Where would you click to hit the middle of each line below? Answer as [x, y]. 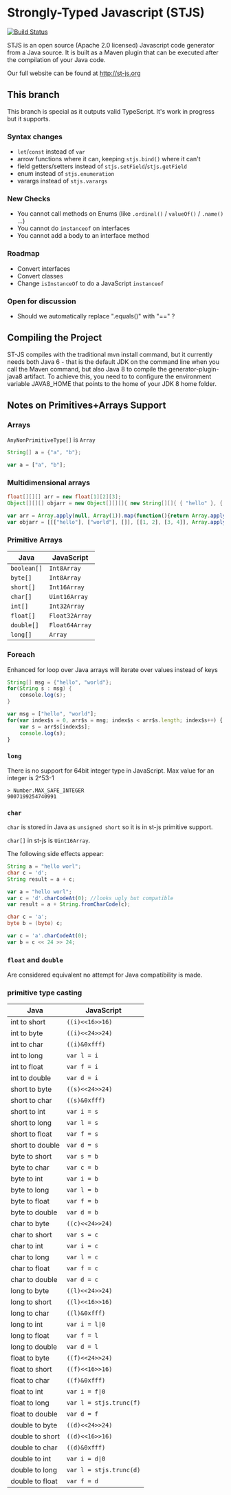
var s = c [82, 1235]
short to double [35, 1146]
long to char [30, 1313]
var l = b [82, 1190]
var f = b [82, 1201]
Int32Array [67, 607]
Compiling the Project [55, 338]
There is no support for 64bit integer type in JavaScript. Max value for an [111, 771]
